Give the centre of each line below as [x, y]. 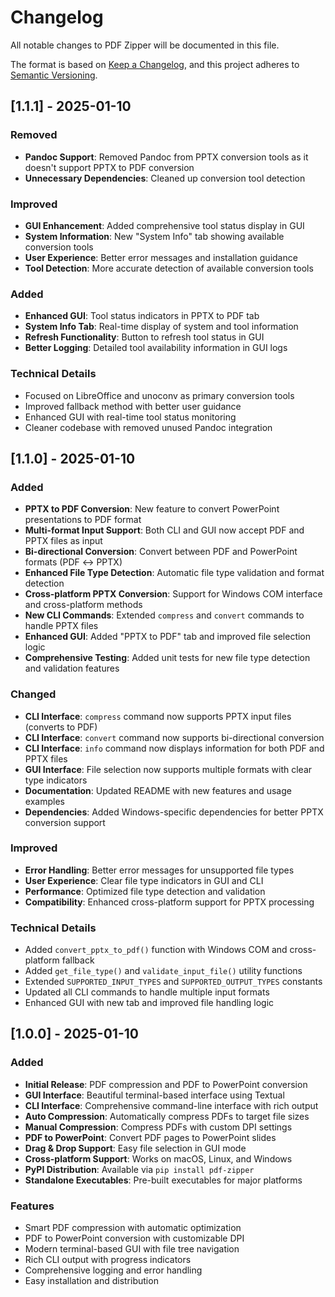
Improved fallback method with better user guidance [133, 406]
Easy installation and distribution [91, 1281]
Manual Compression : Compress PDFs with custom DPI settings [158, 1127]
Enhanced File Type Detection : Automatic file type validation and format [174, 573]
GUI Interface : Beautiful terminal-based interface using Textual [154, 1095]
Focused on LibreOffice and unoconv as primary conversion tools [159, 395]
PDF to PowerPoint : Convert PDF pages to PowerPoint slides [150, 1137]
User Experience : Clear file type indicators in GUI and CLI [144, 880]
